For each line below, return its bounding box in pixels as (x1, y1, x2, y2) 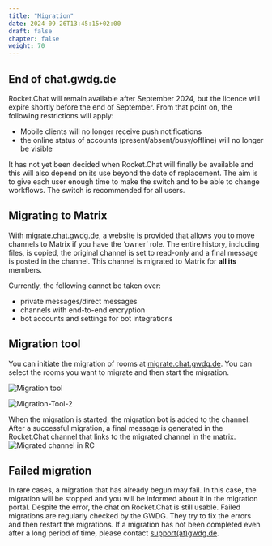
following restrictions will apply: (8, 110, 114, 120)
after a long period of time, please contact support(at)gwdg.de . (8, 528, 220, 538)
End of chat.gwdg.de (8, 72, 117, 86)
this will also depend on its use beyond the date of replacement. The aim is (8, 168, 258, 178)
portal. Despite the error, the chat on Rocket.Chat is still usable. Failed (8, 502, 241, 512)
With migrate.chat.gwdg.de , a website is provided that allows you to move (8, 230, 255, 240)
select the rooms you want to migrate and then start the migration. (8, 367, 229, 377)
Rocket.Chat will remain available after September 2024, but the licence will (8, 93, 261, 103)
